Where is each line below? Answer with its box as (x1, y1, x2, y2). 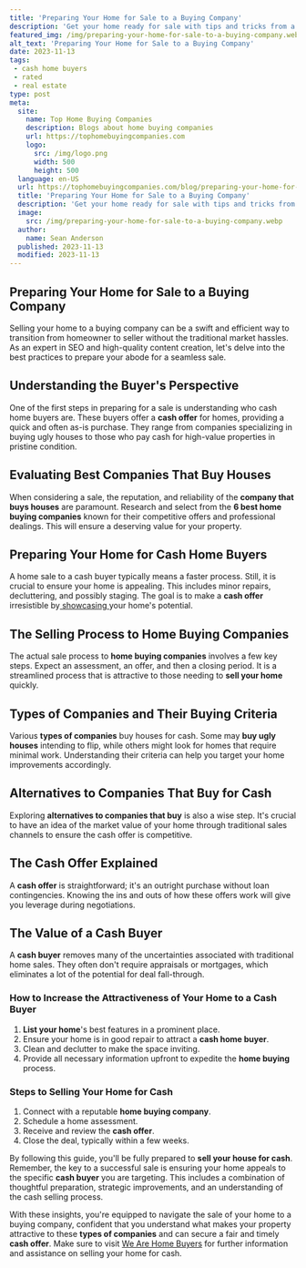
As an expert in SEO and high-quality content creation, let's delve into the (9, 342, 285, 353)
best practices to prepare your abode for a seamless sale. (9, 352, 227, 363)
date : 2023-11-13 (9, 47, 76, 56)
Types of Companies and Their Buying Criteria (9, 706, 278, 721)
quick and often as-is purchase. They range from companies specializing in (9, 421, 293, 433)
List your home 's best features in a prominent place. (22, 1024, 220, 1035)
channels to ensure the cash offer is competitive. (9, 829, 193, 840)
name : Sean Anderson (25, 233, 104, 242)
